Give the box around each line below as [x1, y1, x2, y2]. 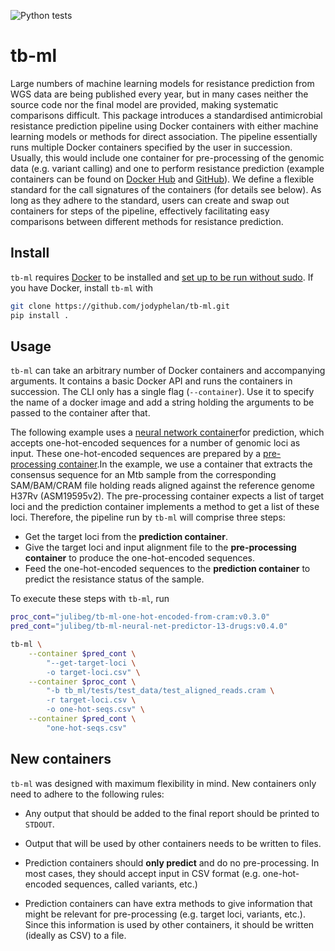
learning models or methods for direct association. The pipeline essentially [10, 130, 318, 142]
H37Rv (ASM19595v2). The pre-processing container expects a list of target [10, 490, 325, 502]
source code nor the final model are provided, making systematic [10, 98, 279, 110]
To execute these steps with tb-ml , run [10, 593, 170, 605]
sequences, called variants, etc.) [63, 878, 198, 890]
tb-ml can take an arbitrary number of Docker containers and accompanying [10, 365, 326, 377]
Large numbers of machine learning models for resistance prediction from [10, 77, 315, 89]
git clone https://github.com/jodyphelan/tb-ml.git [10, 301, 230, 311]
